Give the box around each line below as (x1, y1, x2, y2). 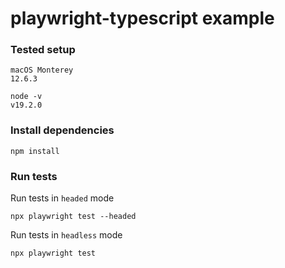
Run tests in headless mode (10, 229, 123, 241)
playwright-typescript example (10, 7, 275, 30)
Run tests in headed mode (10, 192, 115, 204)
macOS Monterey (10, 65, 74, 76)
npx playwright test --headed (10, 212, 137, 222)
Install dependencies (10, 123, 115, 137)
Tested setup (10, 43, 76, 57)
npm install (10, 146, 60, 156)
